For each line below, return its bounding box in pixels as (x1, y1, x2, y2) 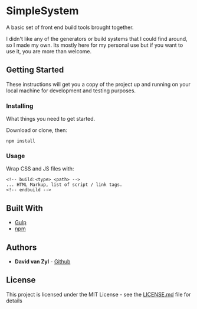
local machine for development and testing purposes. (6, 87, 136, 94)
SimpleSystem (6, 4, 79, 18)
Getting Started (6, 65, 64, 75)
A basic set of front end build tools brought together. (6, 24, 134, 31)
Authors (6, 242, 37, 252)
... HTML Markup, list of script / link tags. (6, 182, 123, 188)
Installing (6, 102, 34, 110)
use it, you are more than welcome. (6, 47, 92, 54)
